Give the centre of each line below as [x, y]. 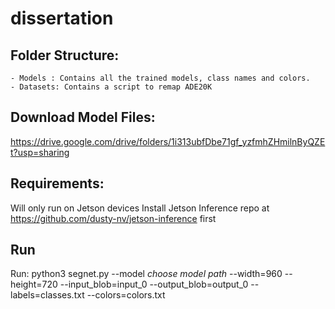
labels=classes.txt [47, 295]
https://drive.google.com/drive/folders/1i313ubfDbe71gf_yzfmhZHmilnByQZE [168, 141]
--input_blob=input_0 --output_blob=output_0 [154, 284]
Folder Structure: [65, 55]
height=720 [34, 284]
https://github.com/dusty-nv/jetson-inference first [113, 218]
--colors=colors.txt [126, 295]
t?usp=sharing [40, 152]
